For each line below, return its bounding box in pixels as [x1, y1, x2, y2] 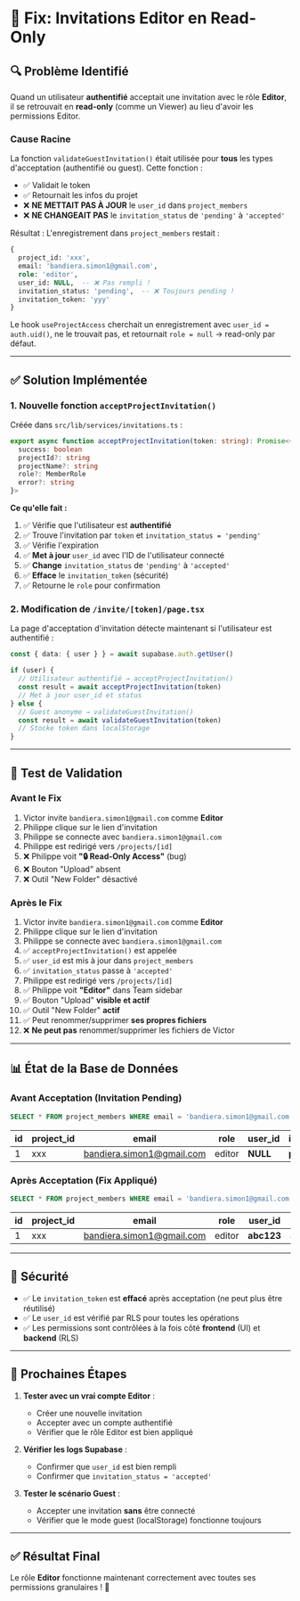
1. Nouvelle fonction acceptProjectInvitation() [10, 399, 217, 411]
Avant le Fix [10, 792, 61, 805]
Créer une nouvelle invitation [36, 1407, 142, 1418]
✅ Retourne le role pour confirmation [22, 580, 161, 591]
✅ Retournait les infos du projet [22, 190, 139, 201]
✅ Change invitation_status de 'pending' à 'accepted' [22, 560, 231, 571]
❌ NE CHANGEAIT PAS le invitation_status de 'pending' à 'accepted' [22, 210, 286, 221]
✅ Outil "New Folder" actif [22, 1005, 121, 1016]
